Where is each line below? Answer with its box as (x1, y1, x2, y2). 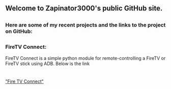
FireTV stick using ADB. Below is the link (5, 61, 90, 67)
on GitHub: (5, 27, 33, 35)
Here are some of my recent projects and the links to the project (5, 21, 166, 28)
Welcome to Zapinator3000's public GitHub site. (5, 4, 163, 13)
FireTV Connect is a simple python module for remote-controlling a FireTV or (5, 55, 166, 61)
